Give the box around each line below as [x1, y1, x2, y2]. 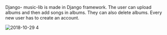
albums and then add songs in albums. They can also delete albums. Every [5, 9, 162, 15]
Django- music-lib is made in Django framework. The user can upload [5, 4, 152, 10]
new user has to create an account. [5, 15, 80, 20]
